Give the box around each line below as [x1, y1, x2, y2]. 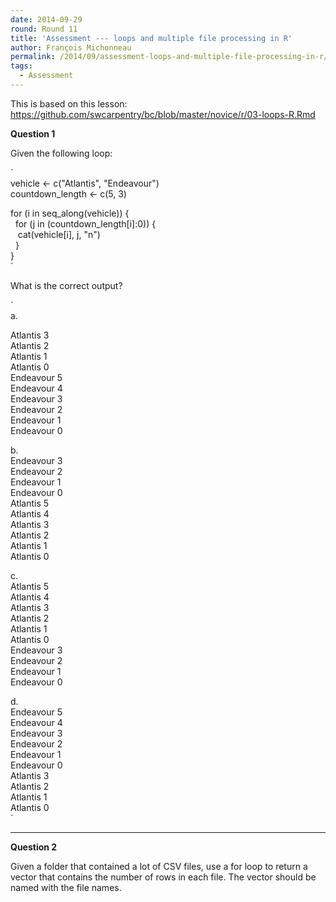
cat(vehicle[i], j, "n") [17, 228, 101, 240]
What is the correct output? [10, 279, 123, 291]
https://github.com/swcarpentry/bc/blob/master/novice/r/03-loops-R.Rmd [10, 108, 316, 120]
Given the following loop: [10, 147, 113, 159]
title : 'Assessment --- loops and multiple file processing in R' [10, 33, 293, 43]
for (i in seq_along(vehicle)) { [10, 207, 130, 219]
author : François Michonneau [10, 42, 132, 53]
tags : [10, 61, 33, 71]
